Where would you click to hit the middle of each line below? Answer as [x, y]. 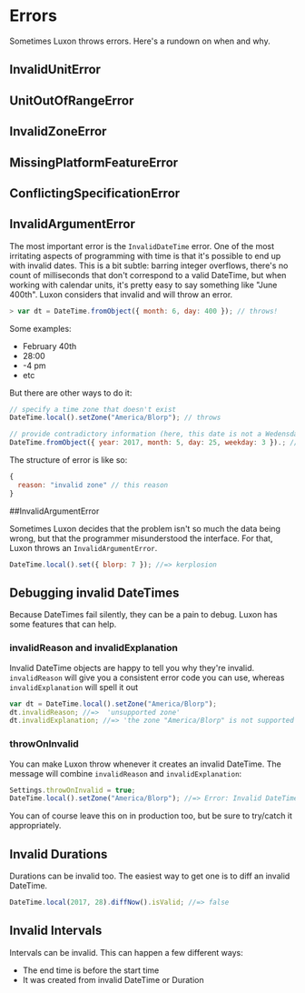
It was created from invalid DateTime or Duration [113, 979]
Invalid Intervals [56, 931]
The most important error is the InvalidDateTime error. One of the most [142, 246]
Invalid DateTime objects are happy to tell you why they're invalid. [132, 667]
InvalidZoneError [58, 131]
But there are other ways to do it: [71, 393]
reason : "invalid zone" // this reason [93, 485]
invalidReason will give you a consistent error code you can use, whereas [147, 677]
